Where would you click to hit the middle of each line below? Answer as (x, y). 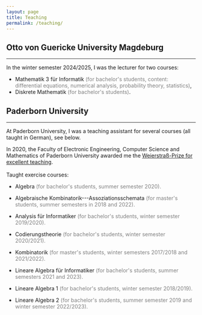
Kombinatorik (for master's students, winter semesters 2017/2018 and (101, 252)
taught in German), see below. (44, 137)
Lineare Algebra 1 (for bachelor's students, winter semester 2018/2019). (104, 288)
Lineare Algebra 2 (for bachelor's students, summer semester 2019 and (103, 300)
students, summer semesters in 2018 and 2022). (75, 204)
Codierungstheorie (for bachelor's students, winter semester (90, 234)
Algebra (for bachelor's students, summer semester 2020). (88, 186)
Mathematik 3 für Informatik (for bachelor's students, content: (91, 80)
